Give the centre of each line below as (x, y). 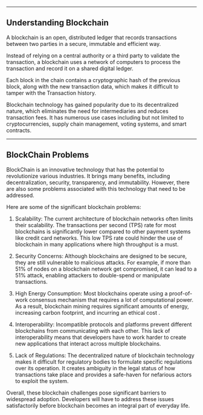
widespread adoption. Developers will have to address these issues (90, 399)
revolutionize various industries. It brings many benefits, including (88, 176)
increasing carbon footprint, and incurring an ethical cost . (88, 312)
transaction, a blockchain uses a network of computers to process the (93, 62)
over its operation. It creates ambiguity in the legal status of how (95, 368)
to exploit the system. (42, 381)
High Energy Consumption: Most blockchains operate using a (91, 293)
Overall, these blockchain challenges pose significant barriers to (86, 393)
